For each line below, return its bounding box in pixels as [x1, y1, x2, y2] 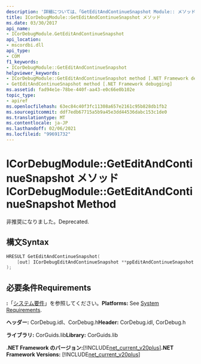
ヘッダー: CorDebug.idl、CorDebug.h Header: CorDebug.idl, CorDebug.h [6, 318, 186, 326]
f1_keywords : [6, 59, 39, 65]
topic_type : [6, 92, 36, 98]
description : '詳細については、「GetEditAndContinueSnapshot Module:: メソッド [6, 8, 196, 15]
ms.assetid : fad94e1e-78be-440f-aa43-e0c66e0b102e [6, 87, 135, 93]
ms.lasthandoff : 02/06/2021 [6, 126, 77, 132]
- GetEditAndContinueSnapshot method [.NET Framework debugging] [6, 81, 172, 87]
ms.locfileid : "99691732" [6, 131, 71, 138]
